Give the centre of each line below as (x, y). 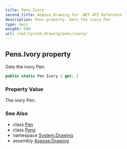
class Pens (24, 130)
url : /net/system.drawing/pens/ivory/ (46, 34)
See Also (17, 113)
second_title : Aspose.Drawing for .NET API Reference (64, 15)
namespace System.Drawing (43, 135)
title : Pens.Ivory (25, 10)
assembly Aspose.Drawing (41, 141)
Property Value (24, 89)
